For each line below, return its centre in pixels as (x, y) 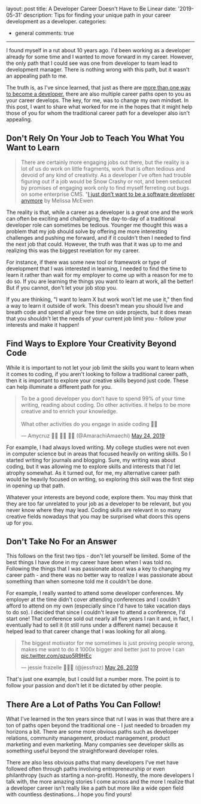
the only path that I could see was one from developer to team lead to (92, 63)
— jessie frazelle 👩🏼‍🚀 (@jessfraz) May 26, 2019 (80, 668)
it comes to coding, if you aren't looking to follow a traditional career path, (97, 374)
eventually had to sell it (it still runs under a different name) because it (92, 625)
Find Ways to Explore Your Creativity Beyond (91, 344)
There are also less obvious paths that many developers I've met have (92, 763)
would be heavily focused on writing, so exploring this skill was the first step (100, 479)
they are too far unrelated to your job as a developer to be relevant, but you (99, 504)
